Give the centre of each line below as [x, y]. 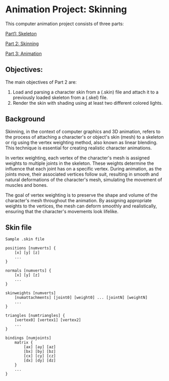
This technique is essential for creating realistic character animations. [79, 148]
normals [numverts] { [28, 271]
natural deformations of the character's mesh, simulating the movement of [84, 179]
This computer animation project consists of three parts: [65, 24]
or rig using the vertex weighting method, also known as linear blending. [81, 142]
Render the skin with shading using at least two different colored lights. [88, 103]
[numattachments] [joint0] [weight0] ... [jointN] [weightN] [81, 298]
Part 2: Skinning [22, 43]
